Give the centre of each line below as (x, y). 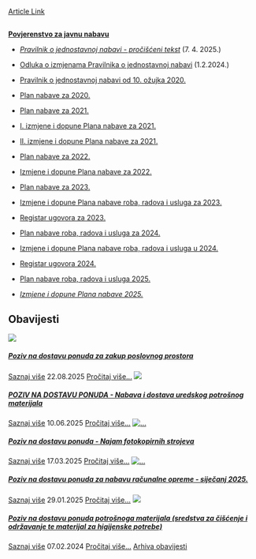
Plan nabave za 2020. (55, 96)
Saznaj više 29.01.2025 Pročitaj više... (70, 500)
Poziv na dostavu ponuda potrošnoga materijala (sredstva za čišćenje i (128, 518)
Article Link (26, 11)
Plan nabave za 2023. (55, 187)
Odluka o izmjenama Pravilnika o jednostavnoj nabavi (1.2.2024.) (124, 65)
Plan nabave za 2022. (55, 156)
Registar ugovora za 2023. (63, 218)
